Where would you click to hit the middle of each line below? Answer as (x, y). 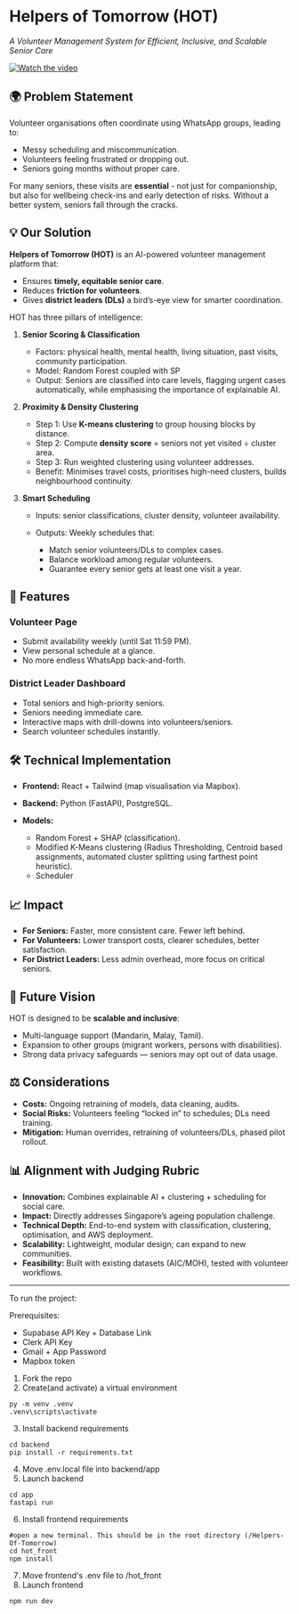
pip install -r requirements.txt (71, 1452)
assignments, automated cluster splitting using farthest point (146, 857)
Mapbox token (48, 1361)
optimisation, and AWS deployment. (88, 1235)
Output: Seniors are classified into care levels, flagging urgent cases (161, 379)
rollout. (35, 1141)
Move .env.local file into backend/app (91, 1469)
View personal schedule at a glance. (89, 651)
